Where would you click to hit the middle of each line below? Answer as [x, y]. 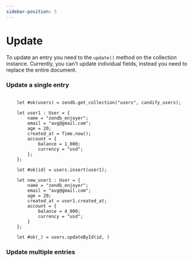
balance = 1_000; [59, 144]
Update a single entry [38, 85]
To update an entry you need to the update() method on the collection [91, 57]
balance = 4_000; [59, 211]
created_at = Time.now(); [59, 134]
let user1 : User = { [43, 113]
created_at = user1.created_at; [67, 201]
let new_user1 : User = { [49, 180]
